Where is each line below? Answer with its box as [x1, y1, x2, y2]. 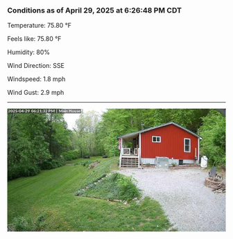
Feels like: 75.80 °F [7, 35, 62, 43]
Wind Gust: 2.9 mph [7, 89, 64, 97]
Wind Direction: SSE [7, 62, 64, 70]
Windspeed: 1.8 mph [7, 75, 66, 83]
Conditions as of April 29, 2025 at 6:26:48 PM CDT [7, 6, 182, 15]
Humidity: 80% [7, 48, 51, 57]
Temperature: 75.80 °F [7, 21, 71, 30]
